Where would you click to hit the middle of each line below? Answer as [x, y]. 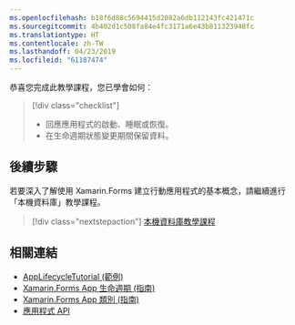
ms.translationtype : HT [55, 35]
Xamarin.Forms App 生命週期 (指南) [89, 288]
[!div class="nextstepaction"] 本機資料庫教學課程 [123, 221]
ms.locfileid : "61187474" [58, 60]
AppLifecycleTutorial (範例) [73, 276]
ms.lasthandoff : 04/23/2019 [63, 52]
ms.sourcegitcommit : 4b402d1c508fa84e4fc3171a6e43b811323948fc [132, 26]
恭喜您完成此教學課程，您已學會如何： [81, 87]
